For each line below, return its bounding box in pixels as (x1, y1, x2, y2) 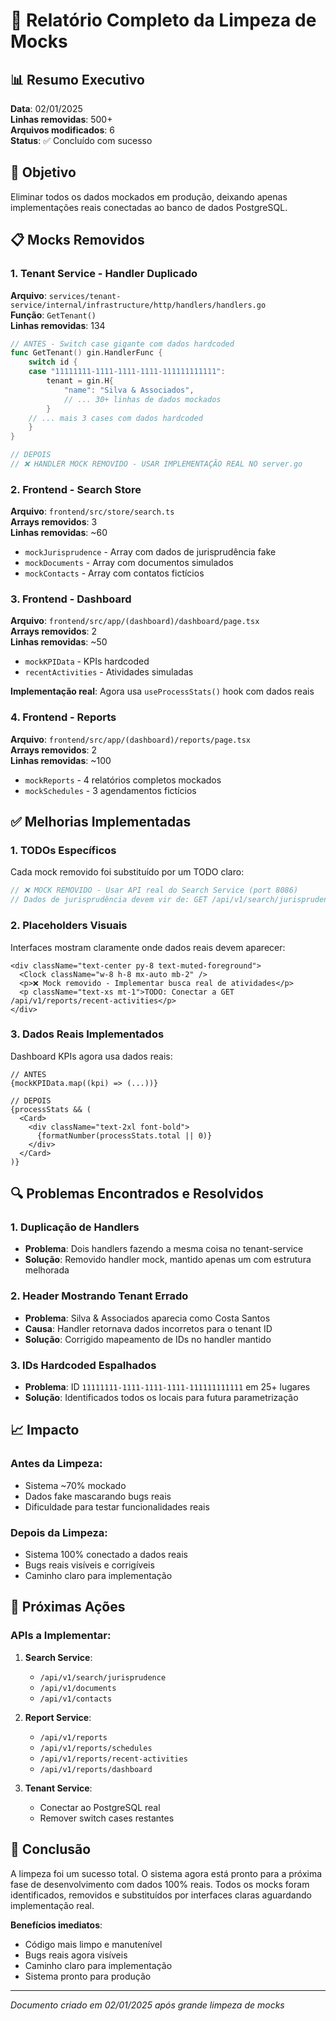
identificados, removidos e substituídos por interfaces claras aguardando (10, 1889, 312, 1901)
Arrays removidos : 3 (10, 516, 98, 528)
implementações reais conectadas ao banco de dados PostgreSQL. (10, 201, 288, 213)
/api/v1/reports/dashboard (39, 1764, 153, 1774)
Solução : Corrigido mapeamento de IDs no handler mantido (24, 1333, 272, 1345)
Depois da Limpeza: (10, 1525, 108, 1539)
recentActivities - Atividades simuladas (24, 666, 194, 678)
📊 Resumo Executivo (10, 71, 145, 88)
